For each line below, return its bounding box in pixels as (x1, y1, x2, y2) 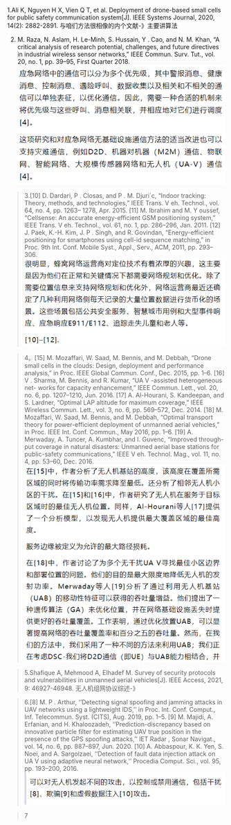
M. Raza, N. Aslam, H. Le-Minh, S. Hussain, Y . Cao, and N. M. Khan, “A (17, 35, 220, 44)
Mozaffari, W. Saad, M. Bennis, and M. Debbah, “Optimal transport (24, 413, 213, 422)
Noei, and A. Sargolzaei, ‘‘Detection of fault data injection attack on (24, 749, 216, 758)
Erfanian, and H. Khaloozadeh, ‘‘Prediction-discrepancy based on (24, 720, 211, 728)
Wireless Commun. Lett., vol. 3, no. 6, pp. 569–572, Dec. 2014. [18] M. (24, 406, 223, 414)
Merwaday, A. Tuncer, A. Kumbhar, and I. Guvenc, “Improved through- (24, 435, 224, 443)
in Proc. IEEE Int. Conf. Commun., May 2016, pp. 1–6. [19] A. (24, 428, 194, 436)
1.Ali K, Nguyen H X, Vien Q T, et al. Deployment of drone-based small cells (7, 6, 221, 14)
